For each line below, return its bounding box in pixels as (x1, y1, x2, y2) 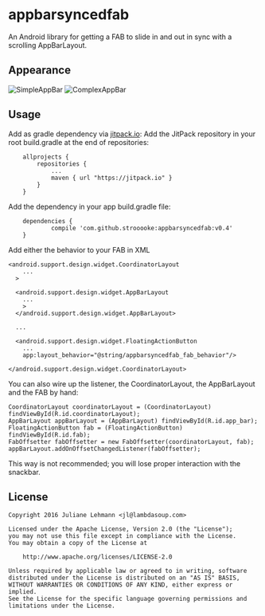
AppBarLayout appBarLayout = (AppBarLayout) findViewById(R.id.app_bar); (8, 417, 259, 425)
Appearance (8, 64, 72, 77)
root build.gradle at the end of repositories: (8, 137, 150, 147)
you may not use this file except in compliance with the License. (8, 532, 237, 540)
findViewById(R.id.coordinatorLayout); (8, 410, 141, 418)
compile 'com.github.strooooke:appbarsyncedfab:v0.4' (50, 224, 233, 232)
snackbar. (8, 467, 41, 477)
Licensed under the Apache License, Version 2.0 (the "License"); (8, 525, 233, 533)
